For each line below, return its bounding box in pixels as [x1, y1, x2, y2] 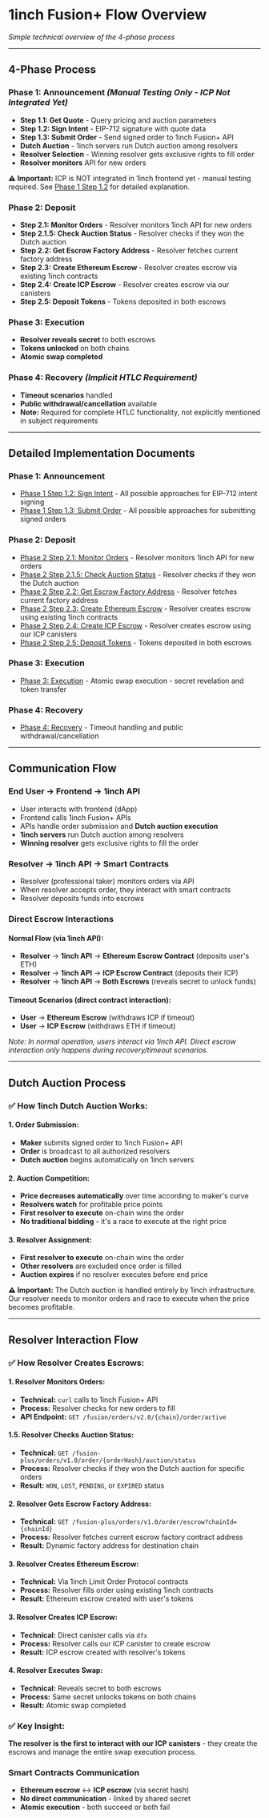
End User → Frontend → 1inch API [8, 786, 141, 797]
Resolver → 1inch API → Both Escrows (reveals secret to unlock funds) [19, 976, 256, 987]
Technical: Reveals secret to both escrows [19, 1683, 162, 1693]
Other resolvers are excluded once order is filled [19, 1261, 182, 1271]
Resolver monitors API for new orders [19, 158, 147, 168]
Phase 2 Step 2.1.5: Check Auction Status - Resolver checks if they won [19, 569, 256, 579]
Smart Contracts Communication [8, 1767, 140, 1779]
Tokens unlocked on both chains [19, 343, 130, 353]
